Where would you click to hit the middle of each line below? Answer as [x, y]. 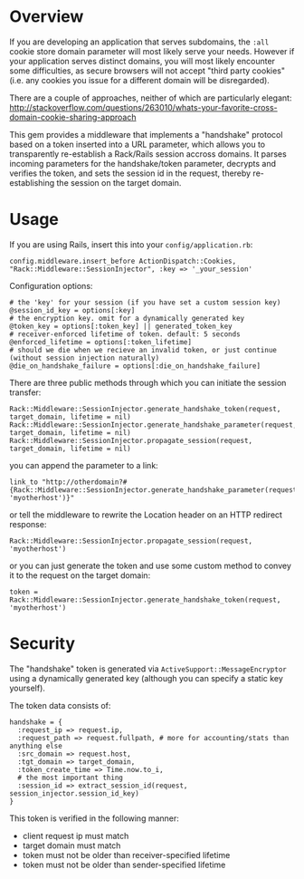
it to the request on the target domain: [80, 575]
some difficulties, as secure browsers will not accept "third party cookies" [147, 71]
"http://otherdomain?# [85, 482]
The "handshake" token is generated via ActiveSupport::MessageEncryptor [148, 669]
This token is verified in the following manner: [94, 818]
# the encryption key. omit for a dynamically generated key [127, 318]
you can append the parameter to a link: [84, 465]
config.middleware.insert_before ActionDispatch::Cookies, [123, 261]
